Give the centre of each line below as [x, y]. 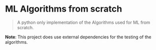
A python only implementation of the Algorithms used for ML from [84, 22]
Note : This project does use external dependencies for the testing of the [78, 37]
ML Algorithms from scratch [64, 9]
